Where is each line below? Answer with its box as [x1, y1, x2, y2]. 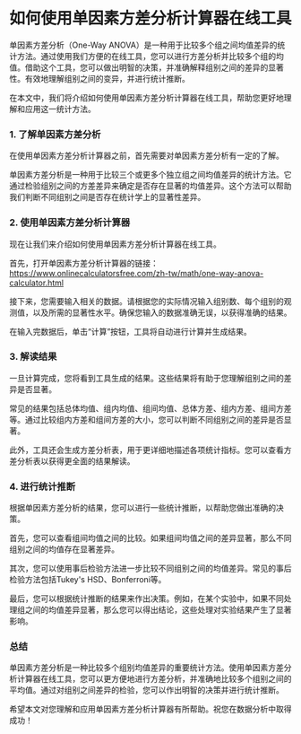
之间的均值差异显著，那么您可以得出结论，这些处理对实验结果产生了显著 [24, 605, 292, 616]
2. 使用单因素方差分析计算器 [9, 216, 131, 229]
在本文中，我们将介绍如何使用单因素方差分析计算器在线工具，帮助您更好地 [9, 92, 284, 103]
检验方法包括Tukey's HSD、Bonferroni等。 [9, 574, 167, 585]
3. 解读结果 [9, 351, 57, 363]
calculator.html [9, 277, 64, 288]
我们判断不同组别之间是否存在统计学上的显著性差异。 [9, 192, 206, 203]
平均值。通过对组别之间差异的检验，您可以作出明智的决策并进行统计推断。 [9, 685, 284, 695]
